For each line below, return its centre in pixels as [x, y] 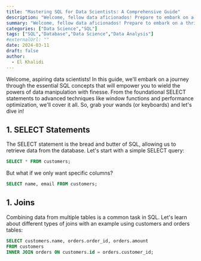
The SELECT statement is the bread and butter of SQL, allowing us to [91, 144]
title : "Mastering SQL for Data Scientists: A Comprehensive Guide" [93, 12]
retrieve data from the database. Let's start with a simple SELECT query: [95, 151]
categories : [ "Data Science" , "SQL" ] [52, 28]
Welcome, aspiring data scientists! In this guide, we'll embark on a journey [98, 79]
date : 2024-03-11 [28, 46]
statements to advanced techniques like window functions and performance [100, 98]
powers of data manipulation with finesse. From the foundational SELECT [96, 92]
